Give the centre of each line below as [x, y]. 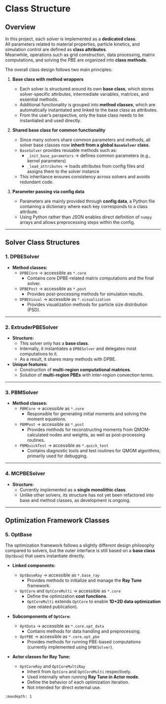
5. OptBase [19, 534]
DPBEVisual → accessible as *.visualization [65, 299]
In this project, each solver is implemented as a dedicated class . [71, 39]
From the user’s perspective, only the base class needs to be [82, 115]
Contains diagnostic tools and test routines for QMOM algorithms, [94, 451]
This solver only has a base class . [54, 343]
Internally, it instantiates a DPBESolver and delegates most [78, 349]
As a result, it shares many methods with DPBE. [68, 359]
